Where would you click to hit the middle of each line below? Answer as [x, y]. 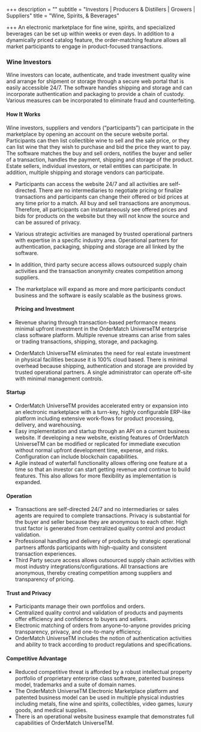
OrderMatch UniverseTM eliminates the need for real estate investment [103, 353]
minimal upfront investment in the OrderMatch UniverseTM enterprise [101, 328]
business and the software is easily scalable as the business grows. [99, 295]
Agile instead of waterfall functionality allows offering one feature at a [101, 463]
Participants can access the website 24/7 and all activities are [91, 184]
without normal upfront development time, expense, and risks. [92, 450]
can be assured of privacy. [48, 222]
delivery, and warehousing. [48, 424]
